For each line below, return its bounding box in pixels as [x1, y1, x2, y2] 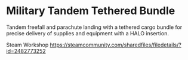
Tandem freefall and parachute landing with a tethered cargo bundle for [6, 24, 183, 31]
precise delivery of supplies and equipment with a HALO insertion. [6, 29, 169, 36]
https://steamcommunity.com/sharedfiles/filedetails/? [50, 41, 182, 48]
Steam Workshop [6, 41, 49, 48]
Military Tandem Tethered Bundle [6, 4, 175, 18]
